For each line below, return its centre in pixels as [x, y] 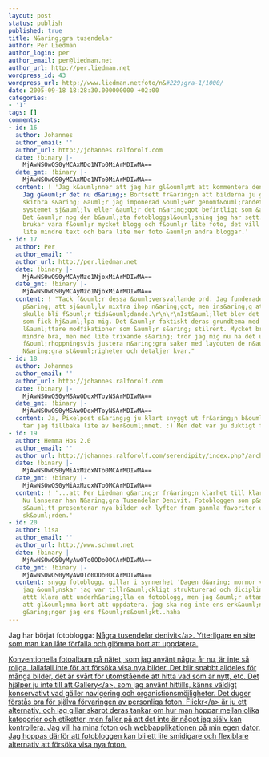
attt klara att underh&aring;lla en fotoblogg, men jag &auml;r [132, 597]
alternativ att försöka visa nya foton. [68, 744]
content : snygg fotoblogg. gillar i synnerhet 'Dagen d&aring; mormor [136, 582]
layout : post [30, 16]
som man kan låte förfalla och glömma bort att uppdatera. [103, 643]
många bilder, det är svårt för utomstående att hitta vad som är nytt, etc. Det [134, 676]
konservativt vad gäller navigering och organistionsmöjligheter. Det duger [129, 693]
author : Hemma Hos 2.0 [53, 441]
